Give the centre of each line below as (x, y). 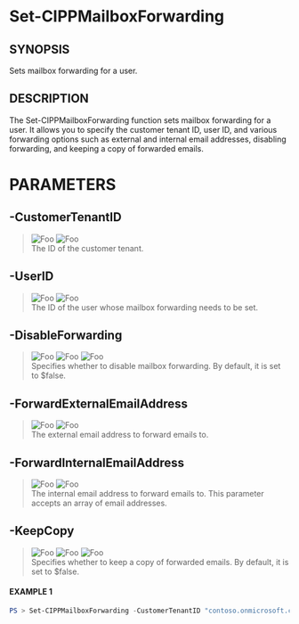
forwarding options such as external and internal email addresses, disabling (148, 139)
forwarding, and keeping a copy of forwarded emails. (107, 148)
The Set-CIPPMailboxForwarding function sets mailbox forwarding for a (140, 120)
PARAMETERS (63, 185)
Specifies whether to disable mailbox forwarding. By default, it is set (156, 366)
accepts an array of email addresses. (99, 503)
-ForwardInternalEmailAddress (97, 462)
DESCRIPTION (49, 99)
